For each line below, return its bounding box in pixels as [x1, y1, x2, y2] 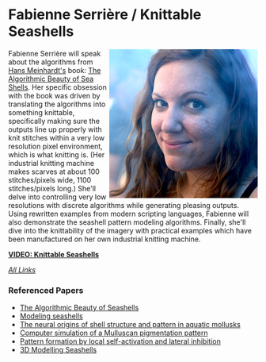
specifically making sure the [8, 116, 101, 125]
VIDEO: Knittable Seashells [8, 249, 100, 259]
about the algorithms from [8, 57, 93, 67]
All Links [8, 264, 36, 275]
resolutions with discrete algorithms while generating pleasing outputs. [8, 200, 240, 210]
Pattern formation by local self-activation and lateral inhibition [19, 337, 222, 346]
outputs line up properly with [8, 125, 103, 134]
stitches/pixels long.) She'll [8, 183, 97, 193]
